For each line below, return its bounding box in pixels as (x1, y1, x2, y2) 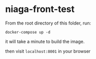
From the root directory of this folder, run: (5, 20, 91, 26)
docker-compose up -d (5, 29, 51, 34)
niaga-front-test (5, 3, 75, 15)
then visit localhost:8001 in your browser (5, 48, 91, 54)
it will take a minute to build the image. (5, 38, 85, 44)
